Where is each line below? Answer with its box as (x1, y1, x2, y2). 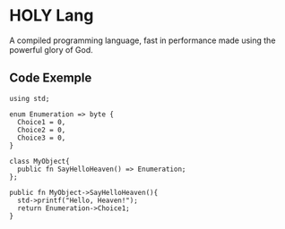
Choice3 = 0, (17, 133, 66, 142)
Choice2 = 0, (17, 125, 66, 134)
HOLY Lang (9, 5, 94, 26)
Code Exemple (9, 71, 92, 86)
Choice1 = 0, (17, 117, 66, 126)
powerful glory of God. (9, 44, 93, 55)
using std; (9, 94, 50, 103)
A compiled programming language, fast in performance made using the (9, 35, 276, 46)
